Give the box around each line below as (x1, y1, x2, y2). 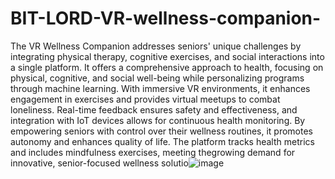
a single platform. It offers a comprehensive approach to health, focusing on (10, 61, 324, 73)
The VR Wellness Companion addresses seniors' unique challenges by (10, 40, 302, 52)
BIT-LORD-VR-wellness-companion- (10, 7, 322, 30)
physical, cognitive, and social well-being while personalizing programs (10, 72, 305, 84)
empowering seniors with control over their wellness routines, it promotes (10, 125, 313, 137)
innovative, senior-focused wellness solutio (10, 157, 189, 169)
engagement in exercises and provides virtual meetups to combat (10, 93, 281, 105)
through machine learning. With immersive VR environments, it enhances (10, 82, 311, 94)
